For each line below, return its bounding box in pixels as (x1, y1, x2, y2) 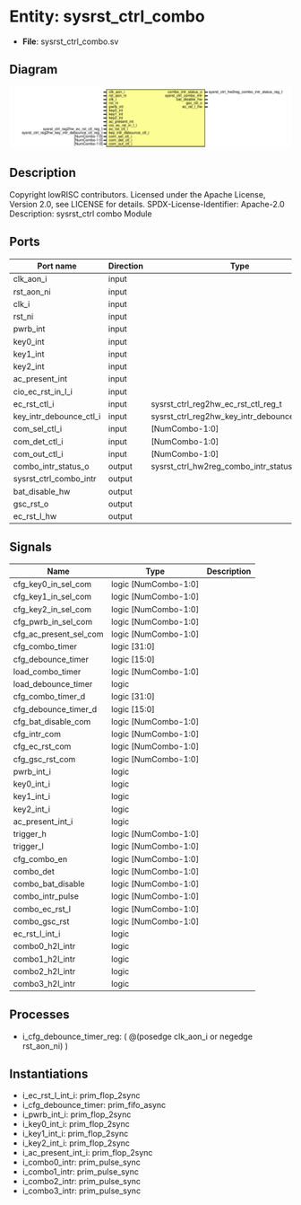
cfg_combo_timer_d (13, 691, 86, 702)
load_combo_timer (13, 666, 82, 677)
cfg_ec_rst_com (13, 741, 72, 752)
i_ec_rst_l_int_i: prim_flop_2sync (21, 1090, 141, 1101)
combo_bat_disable (13, 878, 85, 890)
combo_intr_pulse (13, 891, 79, 902)
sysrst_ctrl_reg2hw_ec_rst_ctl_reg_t (150, 398, 282, 409)
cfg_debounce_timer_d (13, 703, 98, 715)
